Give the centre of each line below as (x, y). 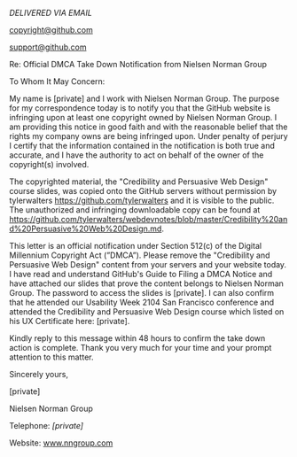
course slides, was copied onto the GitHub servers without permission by (143, 191)
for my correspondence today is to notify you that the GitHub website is (140, 108)
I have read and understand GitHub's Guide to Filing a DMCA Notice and (141, 274)
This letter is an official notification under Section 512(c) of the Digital (136, 246)
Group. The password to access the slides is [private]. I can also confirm (142, 293)
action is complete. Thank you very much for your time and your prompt (141, 348)
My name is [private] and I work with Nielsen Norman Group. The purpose (145, 98)
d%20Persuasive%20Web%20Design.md (86, 228)
